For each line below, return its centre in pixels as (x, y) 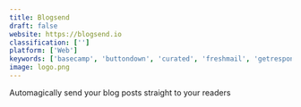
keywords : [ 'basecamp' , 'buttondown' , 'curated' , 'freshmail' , (130, 59)
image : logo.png (39, 68)
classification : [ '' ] (50, 42)
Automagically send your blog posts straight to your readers (120, 92)
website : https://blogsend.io (66, 34)
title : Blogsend (39, 17)
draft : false (34, 26)
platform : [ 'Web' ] (43, 51)
